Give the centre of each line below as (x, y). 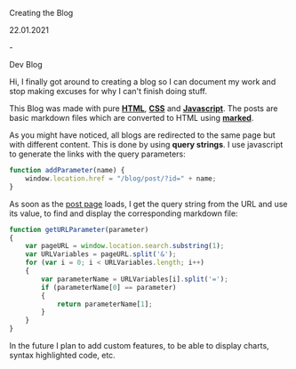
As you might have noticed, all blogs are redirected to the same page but (142, 135)
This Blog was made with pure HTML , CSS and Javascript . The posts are (144, 108)
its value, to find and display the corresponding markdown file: (124, 213)
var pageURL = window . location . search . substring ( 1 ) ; (125, 246)
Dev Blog (26, 64)
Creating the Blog (41, 13)
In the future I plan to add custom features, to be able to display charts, (139, 345)
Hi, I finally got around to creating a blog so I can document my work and (143, 82)
